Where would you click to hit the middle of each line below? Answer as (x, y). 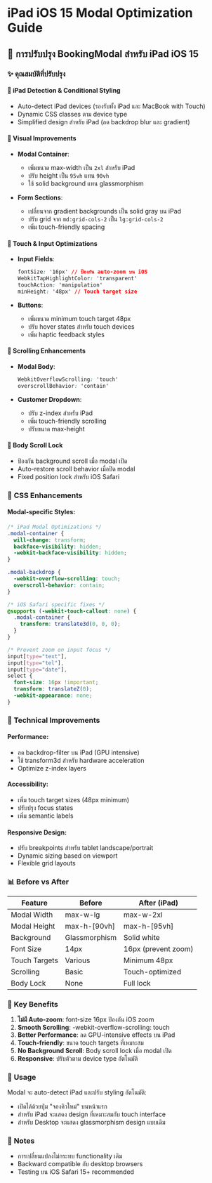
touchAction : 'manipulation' (60, 285)
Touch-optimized (152, 972)
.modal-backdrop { (34, 573)
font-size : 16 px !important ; (56, 683)
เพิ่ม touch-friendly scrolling (67, 421)
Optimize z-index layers (52, 768)
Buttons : (30, 305)
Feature (34, 903)
